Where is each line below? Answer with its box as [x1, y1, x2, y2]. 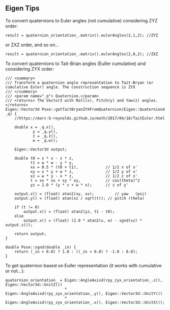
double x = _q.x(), [14, 125, 56, 130]
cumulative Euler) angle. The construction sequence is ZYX [5, 84, 136, 89]
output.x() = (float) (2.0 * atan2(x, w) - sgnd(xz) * [23, 218, 143, 223]
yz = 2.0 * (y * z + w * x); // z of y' [30, 182, 129, 188]
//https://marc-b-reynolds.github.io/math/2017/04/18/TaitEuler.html [14, 115, 165, 121]
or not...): [5, 268, 25, 274]
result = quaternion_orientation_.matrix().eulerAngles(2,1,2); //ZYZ [5, 33, 158, 38]
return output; [14, 231, 47, 236]
